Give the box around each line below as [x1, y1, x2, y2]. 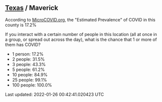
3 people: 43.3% [12, 61, 46, 67]
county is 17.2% [5, 22, 37, 28]
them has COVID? [5, 41, 40, 48]
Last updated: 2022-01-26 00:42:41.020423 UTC [5, 91, 104, 97]
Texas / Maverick [5, 4, 59, 12]
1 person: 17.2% [12, 51, 44, 57]
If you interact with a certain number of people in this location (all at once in [5, 31, 157, 37]
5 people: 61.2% [12, 67, 45, 72]
